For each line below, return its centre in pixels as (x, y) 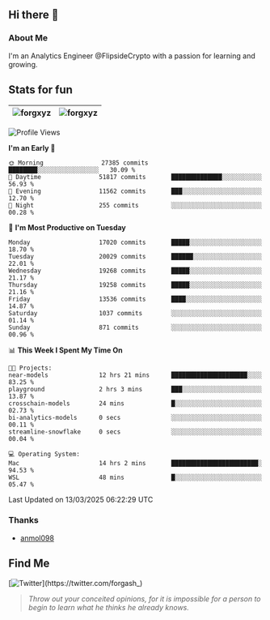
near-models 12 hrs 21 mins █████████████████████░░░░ (135, 375)
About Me (28, 38)
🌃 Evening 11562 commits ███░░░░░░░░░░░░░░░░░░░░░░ (135, 191)
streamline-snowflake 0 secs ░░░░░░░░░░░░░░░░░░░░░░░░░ (135, 432)
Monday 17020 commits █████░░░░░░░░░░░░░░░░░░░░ (135, 242)
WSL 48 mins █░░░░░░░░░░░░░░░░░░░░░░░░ (135, 477)
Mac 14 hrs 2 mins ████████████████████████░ (135, 463)
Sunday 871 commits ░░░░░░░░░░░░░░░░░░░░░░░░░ (135, 327)
